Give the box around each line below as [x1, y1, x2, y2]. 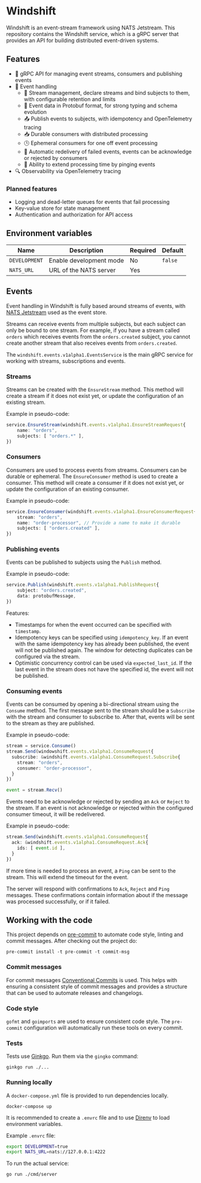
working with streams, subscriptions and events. [6, 357, 126, 364]
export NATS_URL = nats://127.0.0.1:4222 [6, 1149, 106, 1155]
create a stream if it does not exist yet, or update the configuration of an [6, 392, 184, 399]
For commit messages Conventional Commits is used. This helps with [6, 976, 178, 983]
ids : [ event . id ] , [17, 845, 66, 851]
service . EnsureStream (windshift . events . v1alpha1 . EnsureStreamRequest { [6, 421, 186, 428]
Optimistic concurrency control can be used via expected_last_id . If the [14, 659, 193, 666]
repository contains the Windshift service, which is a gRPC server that [6, 30, 179, 37]
